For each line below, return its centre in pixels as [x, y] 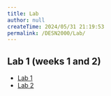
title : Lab [23, 14]
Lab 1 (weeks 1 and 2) [54, 61]
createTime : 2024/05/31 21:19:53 [56, 26]
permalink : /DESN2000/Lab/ [46, 33]
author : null [26, 20]
